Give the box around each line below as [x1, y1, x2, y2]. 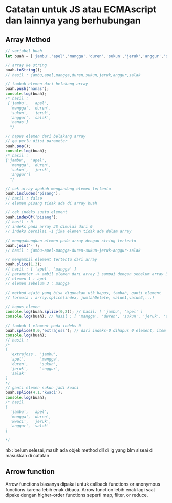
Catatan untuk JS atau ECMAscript [5, 4, 157, 15]
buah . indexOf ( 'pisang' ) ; [5, 214, 58, 220]
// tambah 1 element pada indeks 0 [5, 323, 81, 328]
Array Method [5, 35, 51, 44]
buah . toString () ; [5, 67, 42, 73]
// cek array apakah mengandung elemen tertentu [5, 186, 111, 191]
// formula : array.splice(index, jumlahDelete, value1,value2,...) [5, 295, 155, 300]
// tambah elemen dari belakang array [5, 81, 88, 87]
